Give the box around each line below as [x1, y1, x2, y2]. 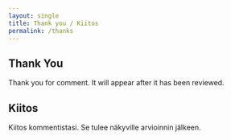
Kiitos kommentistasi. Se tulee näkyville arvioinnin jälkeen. [8, 122, 201, 132]
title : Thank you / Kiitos [8, 19, 99, 27]
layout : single [8, 11, 60, 20]
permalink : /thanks [8, 27, 74, 35]
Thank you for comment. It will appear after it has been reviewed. [8, 78, 225, 88]
